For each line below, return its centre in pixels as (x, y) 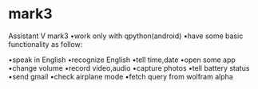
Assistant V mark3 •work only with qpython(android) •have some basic (126, 36)
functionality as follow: (46, 44)
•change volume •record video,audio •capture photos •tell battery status (129, 68)
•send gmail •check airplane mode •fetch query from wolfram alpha (121, 76)
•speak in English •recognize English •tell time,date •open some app (122, 60)
